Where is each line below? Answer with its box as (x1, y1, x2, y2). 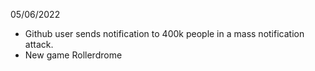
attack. (24, 39, 54, 50)
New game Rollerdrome (24, 49, 123, 61)
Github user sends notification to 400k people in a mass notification (24, 28, 305, 39)
